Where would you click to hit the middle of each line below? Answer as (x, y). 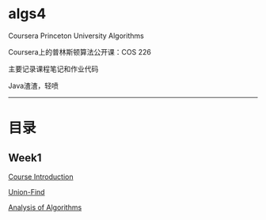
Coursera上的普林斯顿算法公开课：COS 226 (80, 51)
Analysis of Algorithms (45, 207)
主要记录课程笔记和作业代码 (53, 69)
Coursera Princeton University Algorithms (76, 36)
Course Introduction (41, 176)
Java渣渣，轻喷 (34, 85)
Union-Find (27, 192)
